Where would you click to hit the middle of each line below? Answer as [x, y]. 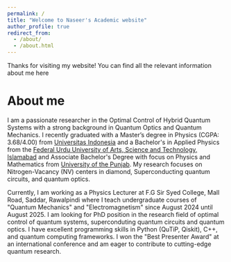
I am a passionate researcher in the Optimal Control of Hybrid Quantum [109, 120]
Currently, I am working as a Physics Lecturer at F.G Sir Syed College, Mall [113, 192]
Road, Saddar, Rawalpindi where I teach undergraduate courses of [102, 200]
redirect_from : [29, 33]
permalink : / [26, 14]
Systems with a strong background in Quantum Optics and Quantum [105, 127]
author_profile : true [38, 26]
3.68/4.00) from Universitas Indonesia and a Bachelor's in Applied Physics [113, 142]
